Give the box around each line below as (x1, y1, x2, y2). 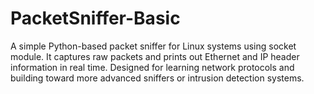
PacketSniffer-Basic (10, 7, 181, 30)
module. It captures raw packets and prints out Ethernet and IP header (10, 50, 300, 62)
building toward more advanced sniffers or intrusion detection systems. (10, 72, 305, 84)
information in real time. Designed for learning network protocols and (10, 61, 295, 73)
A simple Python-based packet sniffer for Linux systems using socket (10, 40, 297, 52)
